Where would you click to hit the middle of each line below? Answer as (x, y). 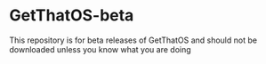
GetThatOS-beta (72, 16)
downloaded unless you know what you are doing (100, 49)
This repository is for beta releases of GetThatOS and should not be (133, 40)
